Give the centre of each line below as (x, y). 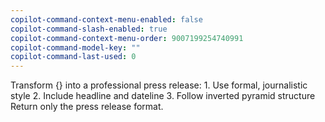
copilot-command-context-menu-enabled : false (106, 19)
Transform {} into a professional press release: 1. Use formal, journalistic (159, 85)
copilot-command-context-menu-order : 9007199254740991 (127, 38)
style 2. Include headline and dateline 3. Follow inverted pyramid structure (163, 96)
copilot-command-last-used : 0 (73, 57)
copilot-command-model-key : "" (75, 47)
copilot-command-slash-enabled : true (89, 29)
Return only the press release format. (87, 107)
